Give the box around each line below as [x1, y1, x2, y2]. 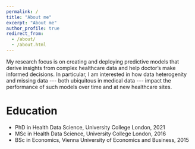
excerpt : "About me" [6, 20, 58, 26]
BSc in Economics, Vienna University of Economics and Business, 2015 [14, 136, 189, 143]
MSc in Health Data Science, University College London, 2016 [14, 130, 166, 137]
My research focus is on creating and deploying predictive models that [6, 58, 180, 65]
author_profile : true [6, 25, 60, 31]
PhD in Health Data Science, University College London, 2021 [14, 123, 165, 131]
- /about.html [11, 42, 46, 48]
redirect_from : [6, 31, 44, 37]
